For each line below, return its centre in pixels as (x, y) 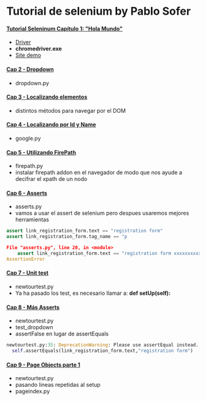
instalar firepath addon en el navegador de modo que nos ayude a (99, 172)
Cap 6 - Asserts (27, 193)
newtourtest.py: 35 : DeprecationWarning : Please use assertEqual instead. (103, 345)
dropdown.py (32, 83)
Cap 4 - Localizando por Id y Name (51, 124)
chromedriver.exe (39, 49)
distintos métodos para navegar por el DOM (71, 110)
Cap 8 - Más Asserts (33, 307)
